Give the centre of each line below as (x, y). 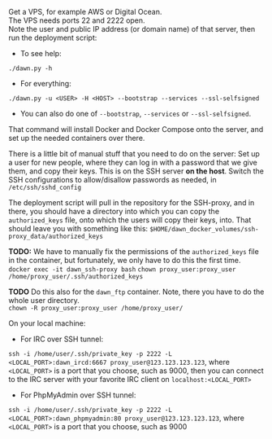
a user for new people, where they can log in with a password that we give (133, 162)
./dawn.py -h (30, 68)
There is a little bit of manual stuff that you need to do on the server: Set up (134, 154)
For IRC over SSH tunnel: (62, 339)
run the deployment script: (53, 37)
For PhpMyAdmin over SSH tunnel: (78, 395)
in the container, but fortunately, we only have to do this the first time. (125, 260)
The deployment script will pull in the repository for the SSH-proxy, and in (132, 202)
